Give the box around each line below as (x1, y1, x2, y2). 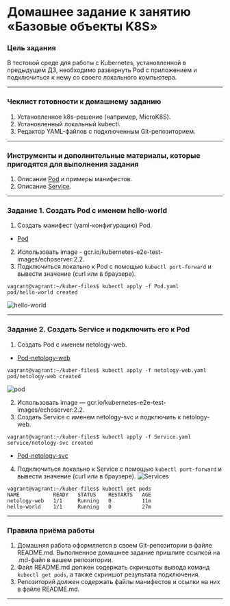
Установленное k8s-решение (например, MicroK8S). (16, 113, 171, 121)
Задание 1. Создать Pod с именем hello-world (7, 206, 168, 215)
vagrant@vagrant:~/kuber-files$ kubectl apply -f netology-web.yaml (7, 366, 207, 374)
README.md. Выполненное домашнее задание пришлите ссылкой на (16, 548, 220, 557)
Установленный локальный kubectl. (16, 119, 121, 128)
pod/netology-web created (7, 373, 81, 380)
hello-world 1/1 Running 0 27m (7, 503, 152, 510)
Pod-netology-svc (16, 451, 68, 460)
